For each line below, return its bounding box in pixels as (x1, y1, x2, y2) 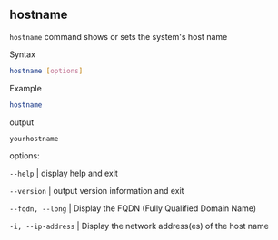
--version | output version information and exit (9, 185, 184, 196)
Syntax (9, 49, 36, 60)
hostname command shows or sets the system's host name (9, 31, 228, 42)
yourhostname (9, 134, 59, 143)
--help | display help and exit (9, 168, 118, 178)
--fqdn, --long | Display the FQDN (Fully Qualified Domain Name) (9, 203, 257, 214)
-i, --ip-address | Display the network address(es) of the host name (9, 220, 270, 231)
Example (9, 82, 43, 93)
